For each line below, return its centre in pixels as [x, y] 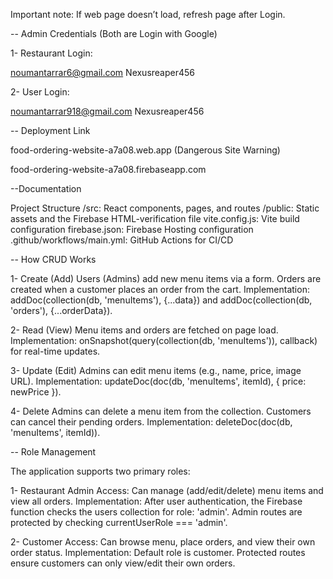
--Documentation [46, 188]
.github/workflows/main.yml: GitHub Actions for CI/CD [122, 240]
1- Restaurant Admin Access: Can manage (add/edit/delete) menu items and [167, 490]
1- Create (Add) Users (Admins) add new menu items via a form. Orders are [166, 278]
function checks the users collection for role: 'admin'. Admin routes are [156, 512]
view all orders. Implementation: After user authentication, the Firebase [156, 501]
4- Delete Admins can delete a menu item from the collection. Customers [161, 411]
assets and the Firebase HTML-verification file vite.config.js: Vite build [155, 218]
